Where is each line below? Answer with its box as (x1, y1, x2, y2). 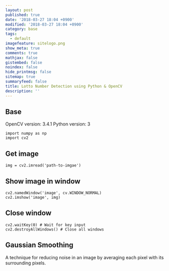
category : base (5, 27, 38, 32)
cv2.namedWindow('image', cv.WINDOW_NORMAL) (5, 190, 102, 195)
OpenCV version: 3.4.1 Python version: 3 (5, 121, 91, 127)
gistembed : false (5, 60, 43, 65)
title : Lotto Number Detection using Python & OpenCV (5, 84, 123, 89)
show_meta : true (5, 46, 40, 51)
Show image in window (5, 177, 81, 185)
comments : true (5, 50, 38, 55)
